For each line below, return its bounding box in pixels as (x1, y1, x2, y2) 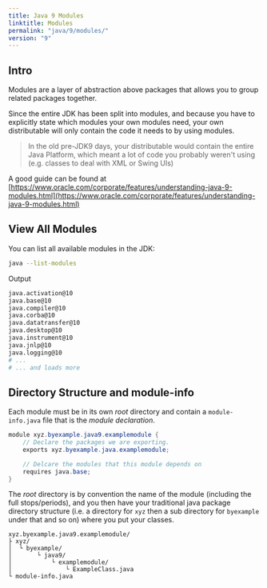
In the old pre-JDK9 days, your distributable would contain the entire (27, 142, 254, 151)
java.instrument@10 (8, 334, 74, 342)
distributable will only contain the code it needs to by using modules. (8, 126, 235, 136)
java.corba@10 (8, 311, 56, 320)
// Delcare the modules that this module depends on (22, 460, 202, 468)
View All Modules (8, 222, 98, 236)
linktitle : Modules (8, 19, 74, 27)
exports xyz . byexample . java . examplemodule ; (22, 446, 170, 454)
